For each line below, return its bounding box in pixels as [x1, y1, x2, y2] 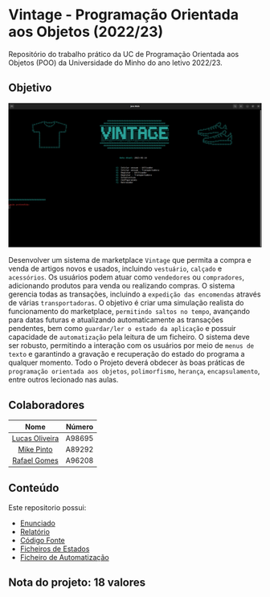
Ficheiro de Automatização [19, 552, 110, 562]
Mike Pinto [18, 444, 53, 454]
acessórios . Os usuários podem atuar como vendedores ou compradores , [8, 272, 245, 282]
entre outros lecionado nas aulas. [8, 375, 119, 385]
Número [65, 422, 94, 431]
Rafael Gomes [11, 456, 59, 465]
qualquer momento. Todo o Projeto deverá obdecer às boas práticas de [8, 358, 245, 367]
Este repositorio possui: [8, 502, 87, 512]
